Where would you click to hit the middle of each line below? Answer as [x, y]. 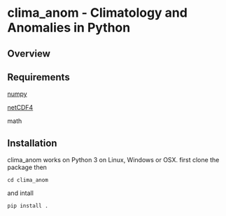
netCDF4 [20, 108]
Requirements [38, 77]
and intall [20, 193]
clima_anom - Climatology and [97, 13]
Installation [32, 143]
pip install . [28, 206]
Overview [29, 53]
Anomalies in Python [69, 28]
